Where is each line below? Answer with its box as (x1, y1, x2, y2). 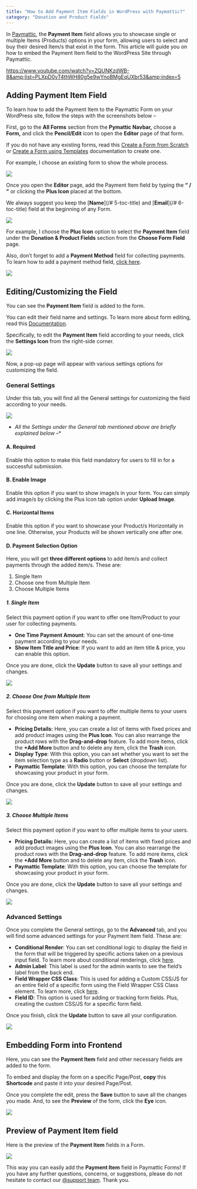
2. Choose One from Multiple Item (6, 692, 90, 700)
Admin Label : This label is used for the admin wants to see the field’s (14, 963, 182, 970)
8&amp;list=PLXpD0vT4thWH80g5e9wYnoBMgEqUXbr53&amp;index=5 (6, 73, 181, 80)
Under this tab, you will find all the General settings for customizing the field (6, 395, 190, 402)
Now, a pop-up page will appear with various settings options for (6, 360, 163, 367)
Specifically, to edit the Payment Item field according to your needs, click (6, 331, 184, 338)
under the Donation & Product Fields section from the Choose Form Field (6, 234, 185, 242)
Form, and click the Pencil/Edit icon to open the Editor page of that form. (6, 130, 184, 137)
